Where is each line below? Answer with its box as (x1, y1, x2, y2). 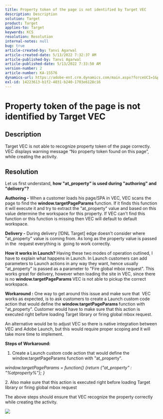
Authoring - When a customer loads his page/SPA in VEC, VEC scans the (5, 195, 151, 201)
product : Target (5, 20, 38, 26)
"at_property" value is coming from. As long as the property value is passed (5, 236, 157, 242)
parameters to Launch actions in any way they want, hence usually (5, 261, 138, 267)
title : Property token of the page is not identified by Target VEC (5, 7, 147, 12)
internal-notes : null (5, 39, 49, 44)
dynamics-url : (5, 75, 34, 80)
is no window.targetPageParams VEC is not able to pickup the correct (5, 276, 147, 282)
